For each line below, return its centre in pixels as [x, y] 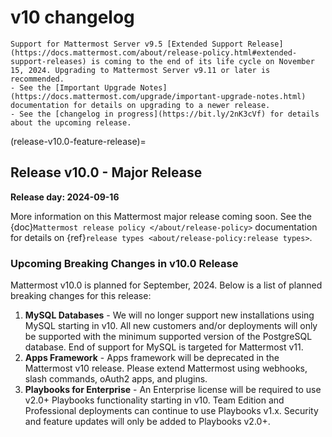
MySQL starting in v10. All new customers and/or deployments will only [171, 326]
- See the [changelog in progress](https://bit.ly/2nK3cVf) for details [165, 114]
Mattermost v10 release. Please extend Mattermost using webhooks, [166, 368]
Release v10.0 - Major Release [106, 172]
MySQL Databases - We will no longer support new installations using [169, 315]
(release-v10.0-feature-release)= [78, 141]
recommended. [37, 79]
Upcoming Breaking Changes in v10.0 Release [124, 263]
